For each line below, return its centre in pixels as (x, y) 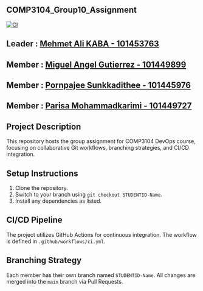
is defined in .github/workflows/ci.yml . (56, 241)
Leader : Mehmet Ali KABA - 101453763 (83, 44)
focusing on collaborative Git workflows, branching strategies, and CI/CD (98, 148)
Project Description (44, 126)
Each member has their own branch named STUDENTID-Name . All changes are (101, 275)
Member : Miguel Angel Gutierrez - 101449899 (96, 64)
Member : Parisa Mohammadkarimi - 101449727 (99, 106)
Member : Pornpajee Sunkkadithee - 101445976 (99, 85)
